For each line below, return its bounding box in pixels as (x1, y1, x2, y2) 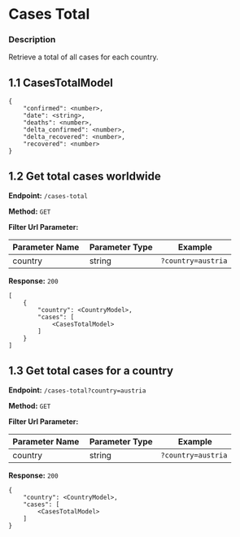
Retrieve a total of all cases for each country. (8, 52, 159, 62)
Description (8, 34, 56, 45)
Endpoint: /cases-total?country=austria (8, 385, 146, 395)
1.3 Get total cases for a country (8, 363, 173, 378)
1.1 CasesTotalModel (8, 76, 114, 89)
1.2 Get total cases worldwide (8, 169, 161, 183)
